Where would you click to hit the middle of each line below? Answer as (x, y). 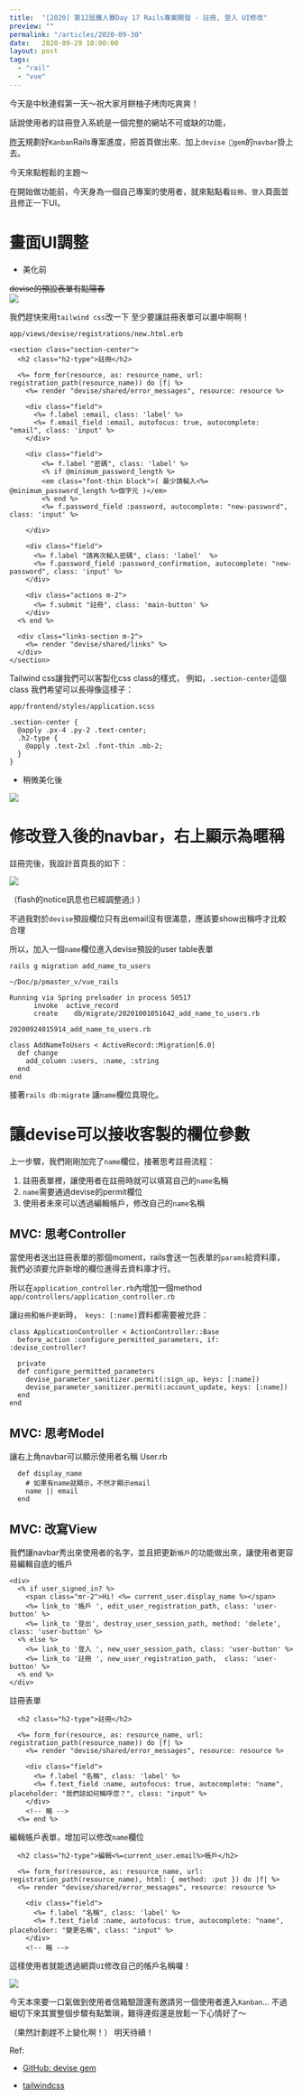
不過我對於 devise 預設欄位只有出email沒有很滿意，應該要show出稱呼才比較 (148, 919)
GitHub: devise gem (59, 2068)
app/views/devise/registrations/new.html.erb (96, 334)
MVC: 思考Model (57, 1433)
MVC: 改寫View (53, 1529)
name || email (52, 1491)
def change (38, 1053)
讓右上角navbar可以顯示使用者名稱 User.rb (89, 1457)
